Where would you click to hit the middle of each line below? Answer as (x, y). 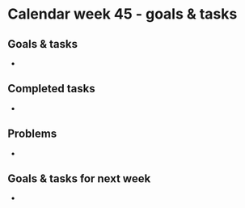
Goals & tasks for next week (79, 179)
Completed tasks (51, 89)
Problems (32, 134)
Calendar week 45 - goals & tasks (122, 14)
